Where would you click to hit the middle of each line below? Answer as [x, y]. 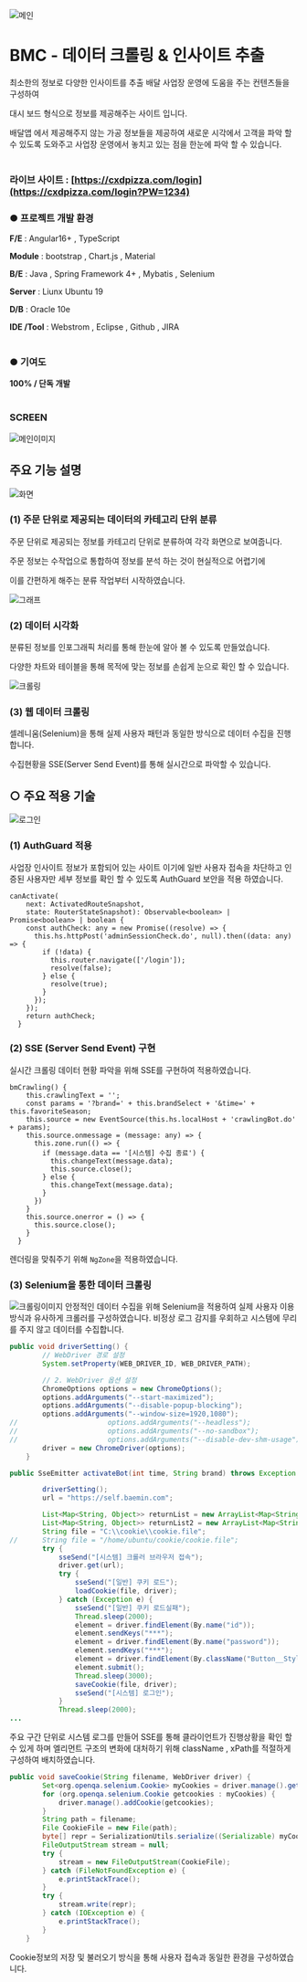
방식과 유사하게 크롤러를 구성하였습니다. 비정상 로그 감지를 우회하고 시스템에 [145, 1318]
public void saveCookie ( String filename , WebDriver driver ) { [130, 1777]
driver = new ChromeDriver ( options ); [114, 1448]
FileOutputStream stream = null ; [106, 1845]
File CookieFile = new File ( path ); [110, 1828]
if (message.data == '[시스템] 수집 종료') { [124, 1153]
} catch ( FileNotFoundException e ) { [114, 1871]
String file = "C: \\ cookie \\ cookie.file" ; [124, 1531]
